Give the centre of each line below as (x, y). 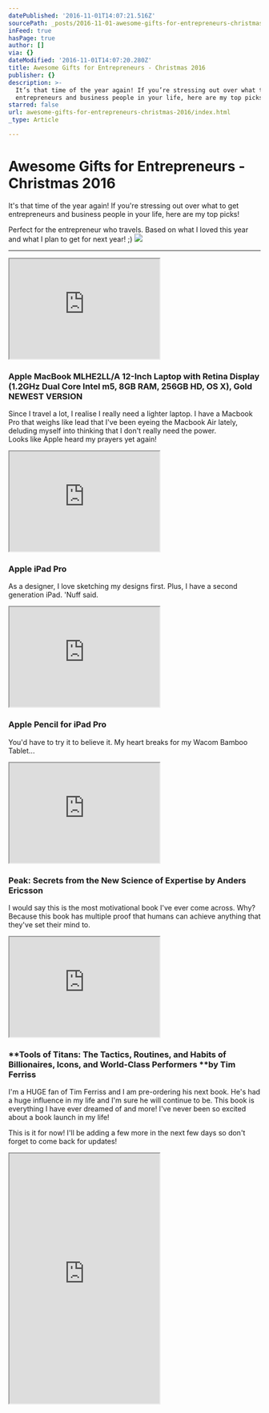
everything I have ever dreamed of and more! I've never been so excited (127, 1109)
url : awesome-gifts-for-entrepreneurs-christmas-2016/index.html (119, 113)
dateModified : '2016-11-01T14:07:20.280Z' (80, 61)
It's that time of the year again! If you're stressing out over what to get (124, 206)
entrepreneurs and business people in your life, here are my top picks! (124, 214)
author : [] (26, 46)
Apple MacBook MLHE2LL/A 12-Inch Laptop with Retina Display (134, 376)
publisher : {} (32, 75)
